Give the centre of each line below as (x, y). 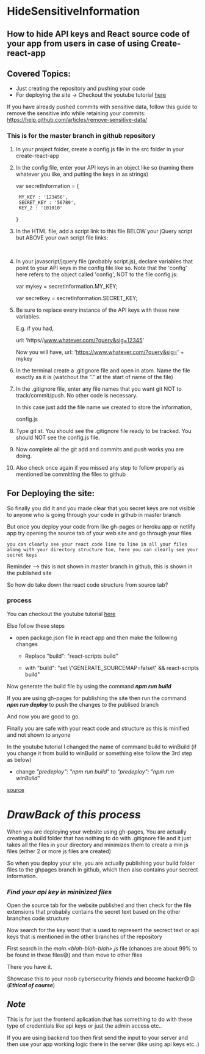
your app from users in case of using (78, 43)
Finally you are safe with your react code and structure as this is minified (98, 728)
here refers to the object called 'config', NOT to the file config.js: (97, 274)
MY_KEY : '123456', (43, 197)
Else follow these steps (36, 625)
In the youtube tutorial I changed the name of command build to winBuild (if (102, 747)
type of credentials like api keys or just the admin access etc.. (85, 1026)
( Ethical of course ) (31, 985)
